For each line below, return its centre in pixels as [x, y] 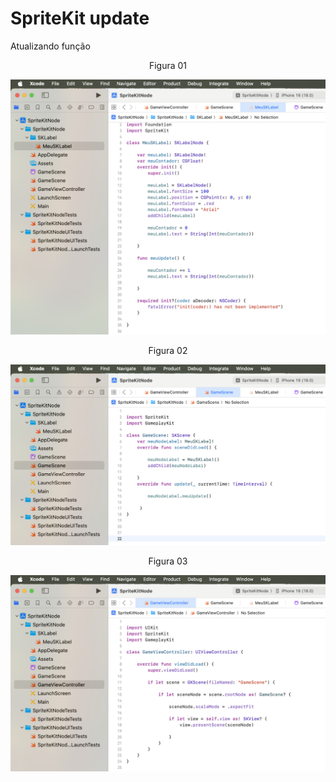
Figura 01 [168, 65]
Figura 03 [168, 561]
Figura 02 [168, 351]
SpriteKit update [80, 18]
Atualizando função [50, 46]
